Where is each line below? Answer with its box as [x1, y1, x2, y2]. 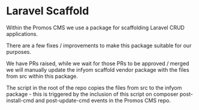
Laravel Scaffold [6, 4, 89, 18]
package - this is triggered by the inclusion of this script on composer [6, 90, 179, 97]
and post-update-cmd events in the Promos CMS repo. [35, 97, 171, 104]
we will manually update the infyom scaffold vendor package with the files [6, 66, 190, 73]
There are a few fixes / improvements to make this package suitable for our [6, 42, 192, 49]
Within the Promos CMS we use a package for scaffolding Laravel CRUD [6, 24, 185, 31]
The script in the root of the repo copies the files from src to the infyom [6, 84, 182, 91]
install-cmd [6, 97, 34, 104]
